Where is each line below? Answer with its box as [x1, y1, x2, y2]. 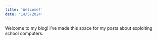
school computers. [5, 30, 44, 36]
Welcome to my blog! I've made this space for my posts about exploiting [5, 25, 153, 31]
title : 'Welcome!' [5, 7, 43, 12]
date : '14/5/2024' [5, 12, 43, 17]
